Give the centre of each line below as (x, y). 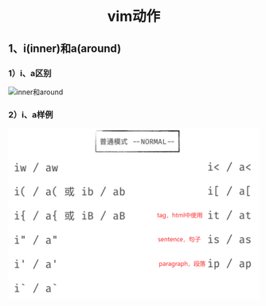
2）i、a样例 (31, 114)
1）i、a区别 (30, 73)
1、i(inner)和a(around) (65, 48)
